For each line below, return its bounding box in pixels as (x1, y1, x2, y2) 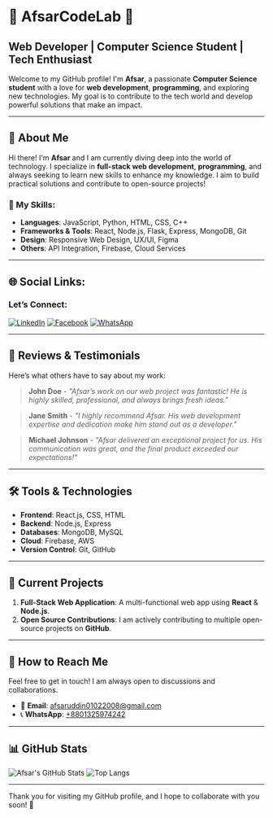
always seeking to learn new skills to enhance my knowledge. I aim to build (8, 170, 260, 180)
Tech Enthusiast (8, 52, 93, 66)
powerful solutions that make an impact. (8, 100, 143, 109)
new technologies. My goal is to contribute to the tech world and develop (8, 91, 253, 101)
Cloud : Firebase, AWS (19, 536, 95, 546)
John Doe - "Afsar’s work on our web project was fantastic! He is (28, 386, 248, 396)
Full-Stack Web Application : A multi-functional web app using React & (19, 597, 258, 607)
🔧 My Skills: (8, 199, 55, 210)
